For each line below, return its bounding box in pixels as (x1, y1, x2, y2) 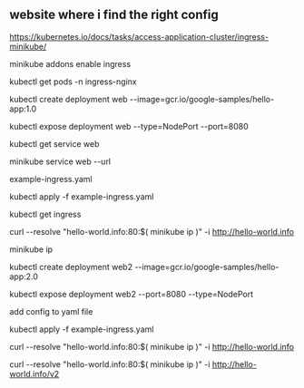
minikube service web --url (9, 156, 112, 167)
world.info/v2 (9, 368, 60, 379)
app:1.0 (9, 103, 37, 114)
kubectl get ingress (9, 209, 82, 219)
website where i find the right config (9, 7, 220, 23)
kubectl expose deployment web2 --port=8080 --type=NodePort (9, 288, 254, 299)
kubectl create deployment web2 (9, 261, 133, 272)
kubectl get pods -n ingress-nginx (9, 76, 138, 87)
